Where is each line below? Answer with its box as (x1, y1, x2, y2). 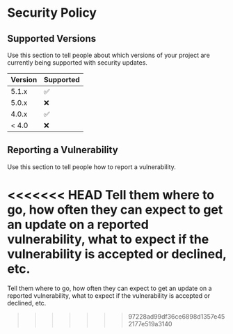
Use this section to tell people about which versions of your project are (7, 51, 210, 59)
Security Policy (7, 5, 97, 21)
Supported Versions (7, 33, 96, 45)
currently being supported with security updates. (7, 58, 148, 67)
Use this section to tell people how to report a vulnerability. (7, 162, 176, 171)
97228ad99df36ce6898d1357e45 (128, 312, 225, 321)
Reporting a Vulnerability (7, 144, 118, 156)
